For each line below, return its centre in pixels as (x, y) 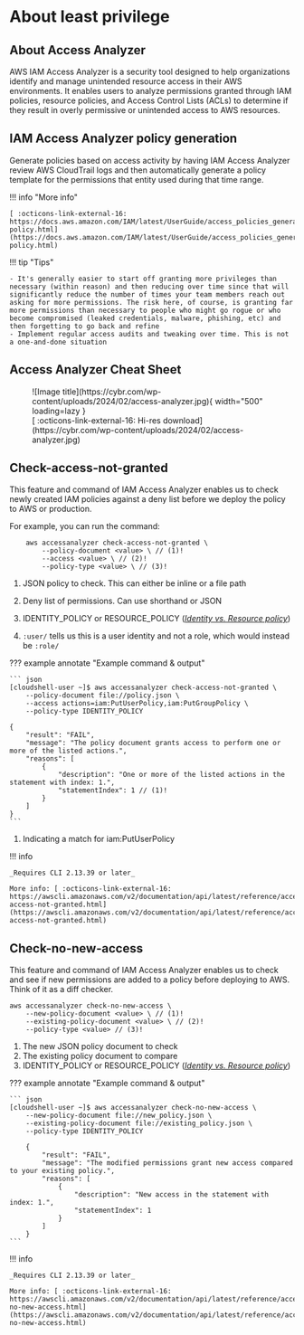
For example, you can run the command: (85, 526)
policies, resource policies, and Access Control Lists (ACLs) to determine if (149, 100)
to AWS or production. (51, 509)
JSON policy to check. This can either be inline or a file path (134, 583)
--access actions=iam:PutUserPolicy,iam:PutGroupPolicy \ (137, 704)
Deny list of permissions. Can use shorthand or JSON (122, 601)
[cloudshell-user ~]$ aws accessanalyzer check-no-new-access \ (133, 1108)
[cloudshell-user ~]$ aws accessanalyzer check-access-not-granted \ (143, 688)
